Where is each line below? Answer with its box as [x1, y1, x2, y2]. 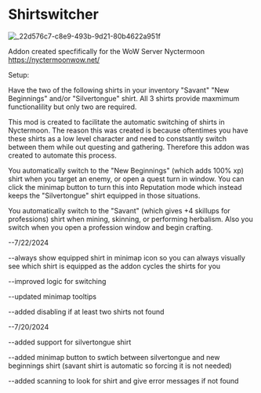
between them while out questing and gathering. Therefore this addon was [8, 142, 250, 151]
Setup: [8, 70, 30, 79]
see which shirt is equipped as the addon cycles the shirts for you [8, 261, 221, 271]
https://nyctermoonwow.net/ [8, 55, 100, 64]
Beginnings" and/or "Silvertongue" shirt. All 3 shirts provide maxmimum [8, 93, 240, 103]
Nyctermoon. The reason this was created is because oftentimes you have [8, 126, 248, 135]
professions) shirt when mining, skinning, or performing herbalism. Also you [8, 214, 253, 224]
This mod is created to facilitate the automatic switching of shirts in [8, 117, 225, 126]
